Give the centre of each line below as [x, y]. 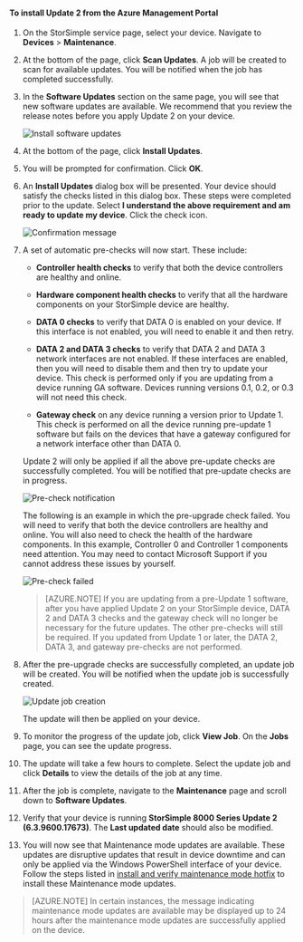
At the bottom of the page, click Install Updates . [113, 151]
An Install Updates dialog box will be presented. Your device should [149, 187]
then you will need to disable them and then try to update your [152, 369]
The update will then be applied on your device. [111, 719]
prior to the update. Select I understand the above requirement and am [156, 206]
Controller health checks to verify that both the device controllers [159, 268]
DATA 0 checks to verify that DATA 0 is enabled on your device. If [159, 322]
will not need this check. [81, 398]
